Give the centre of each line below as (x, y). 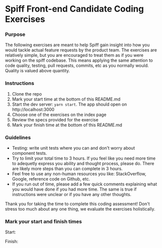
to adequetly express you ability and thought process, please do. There (83, 164)
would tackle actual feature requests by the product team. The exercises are (81, 50)
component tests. (29, 153)
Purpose (15, 34)
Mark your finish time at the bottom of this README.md (67, 125)
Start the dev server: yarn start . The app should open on (69, 104)
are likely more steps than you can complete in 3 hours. (67, 169)
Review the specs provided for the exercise (55, 119)
